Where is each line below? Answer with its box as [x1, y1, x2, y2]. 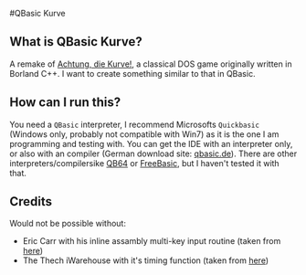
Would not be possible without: [9, 218, 126, 229]
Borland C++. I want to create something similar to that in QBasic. [9, 68, 256, 79]
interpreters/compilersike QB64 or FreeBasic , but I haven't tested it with [9, 157, 280, 168]
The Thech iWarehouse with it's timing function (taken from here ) [22, 255, 269, 266]
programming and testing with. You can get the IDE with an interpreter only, [9, 138, 293, 149]
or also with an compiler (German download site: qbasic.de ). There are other [9, 148, 298, 159]
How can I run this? [9, 95, 121, 111]
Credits [9, 194, 53, 209]
